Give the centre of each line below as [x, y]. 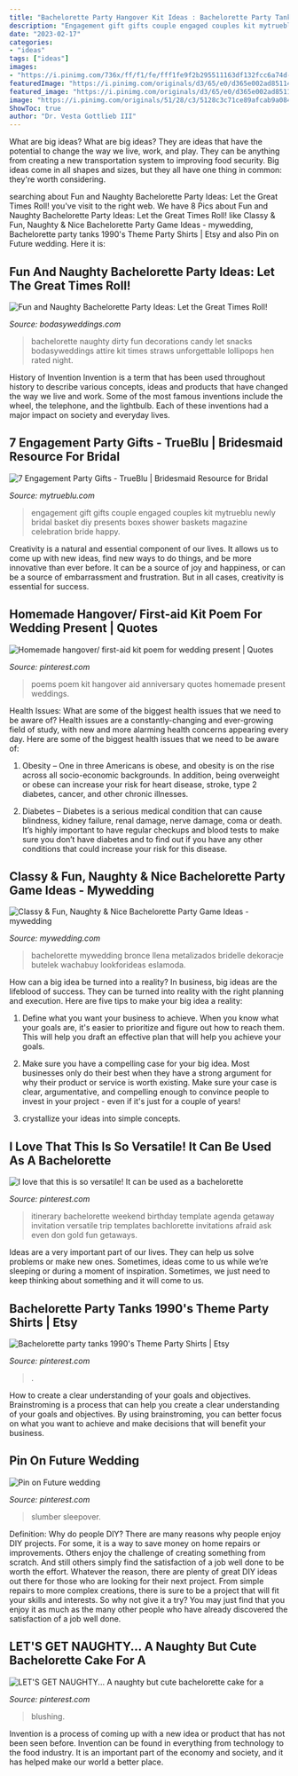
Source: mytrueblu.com [52, 495]
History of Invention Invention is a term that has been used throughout [137, 377]
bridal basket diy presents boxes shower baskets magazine [139, 522]
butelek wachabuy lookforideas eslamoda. [108, 965]
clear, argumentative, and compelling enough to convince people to [145, 1092]
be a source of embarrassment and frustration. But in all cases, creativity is [146, 577]
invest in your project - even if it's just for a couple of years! [131, 1101]
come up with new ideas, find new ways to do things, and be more [130, 558]
